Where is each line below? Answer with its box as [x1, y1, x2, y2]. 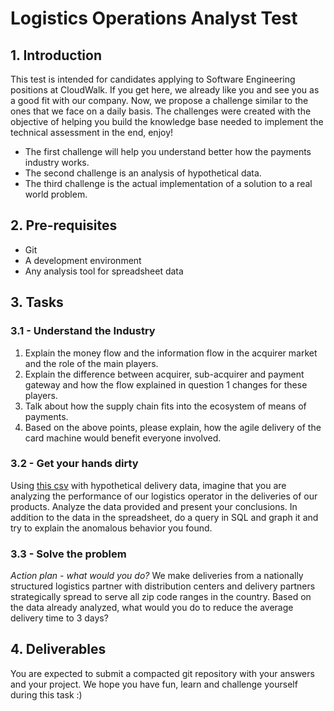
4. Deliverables [10, 641, 107, 658]
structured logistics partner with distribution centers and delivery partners [10, 580, 316, 592]
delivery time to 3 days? [10, 612, 109, 624]
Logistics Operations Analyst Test [10, 7, 298, 30]
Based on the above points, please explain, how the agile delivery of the [24, 421, 322, 433]
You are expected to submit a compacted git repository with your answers [10, 667, 315, 679]
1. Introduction [10, 47, 102, 64]
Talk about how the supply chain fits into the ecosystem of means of [24, 400, 307, 412]
